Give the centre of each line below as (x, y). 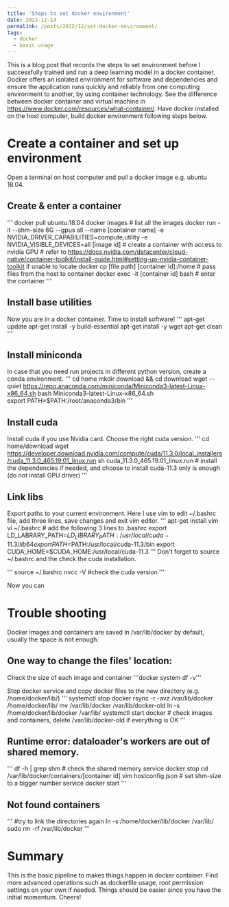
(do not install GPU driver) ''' (47, 475)
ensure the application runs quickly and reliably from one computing (104, 87)
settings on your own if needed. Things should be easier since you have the (114, 890)
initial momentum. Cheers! (44, 897)
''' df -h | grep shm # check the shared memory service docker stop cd (108, 768)
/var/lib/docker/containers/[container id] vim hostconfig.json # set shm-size (114, 776)
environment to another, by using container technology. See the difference (112, 94)
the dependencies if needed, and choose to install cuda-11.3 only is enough (114, 468)
